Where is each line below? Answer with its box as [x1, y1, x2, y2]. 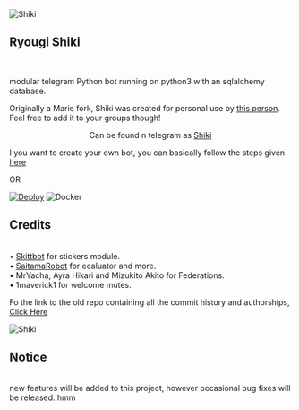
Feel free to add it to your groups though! [9, 112, 161, 123]
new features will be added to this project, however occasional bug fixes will [9, 383, 291, 394]
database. [9, 85, 47, 96]
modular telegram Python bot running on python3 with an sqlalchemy [9, 75, 266, 86]
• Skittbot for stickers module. [9, 250, 121, 261]
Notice [9, 350, 47, 365]
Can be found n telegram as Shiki [89, 129, 212, 140]
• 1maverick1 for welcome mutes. [9, 279, 132, 290]
